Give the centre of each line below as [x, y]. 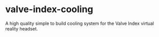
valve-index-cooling [49, 9]
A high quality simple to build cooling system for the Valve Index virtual [80, 23]
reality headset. [22, 28]
